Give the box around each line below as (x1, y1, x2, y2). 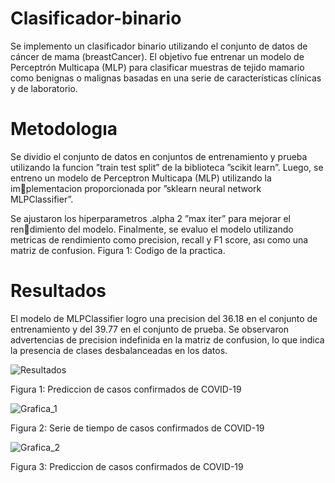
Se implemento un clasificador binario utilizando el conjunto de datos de (10, 40, 308, 52)
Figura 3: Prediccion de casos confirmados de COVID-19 (10, 460, 244, 472)
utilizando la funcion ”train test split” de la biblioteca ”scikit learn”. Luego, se (10, 161, 324, 173)
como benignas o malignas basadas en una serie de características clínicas (10, 72, 322, 84)
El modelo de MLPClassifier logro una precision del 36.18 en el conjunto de (10, 312, 318, 324)
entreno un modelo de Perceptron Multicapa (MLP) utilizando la (10, 172, 272, 184)
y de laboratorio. (10, 82, 78, 94)
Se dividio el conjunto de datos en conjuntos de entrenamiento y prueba (10, 150, 308, 162)
